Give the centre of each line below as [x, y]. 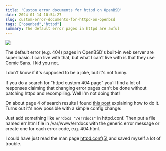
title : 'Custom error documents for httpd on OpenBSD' [64, 10]
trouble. [13, 144]
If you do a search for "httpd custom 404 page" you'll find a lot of [73, 83]
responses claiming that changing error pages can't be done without [76, 88]
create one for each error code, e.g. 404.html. [53, 129]
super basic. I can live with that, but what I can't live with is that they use [80, 58]
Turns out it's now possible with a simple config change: [63, 108]
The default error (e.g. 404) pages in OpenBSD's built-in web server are [80, 52]
